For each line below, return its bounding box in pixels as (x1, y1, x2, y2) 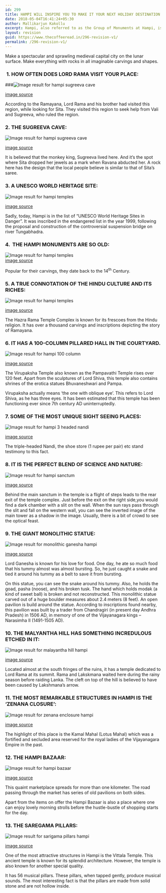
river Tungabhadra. (5, 229, 44, 235)
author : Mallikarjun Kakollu (5, 21, 65, 26)
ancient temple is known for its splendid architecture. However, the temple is (5, 858, 161, 864)
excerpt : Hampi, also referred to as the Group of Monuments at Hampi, (5, 26, 156, 31)
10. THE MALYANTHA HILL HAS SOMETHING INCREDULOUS (5, 630, 152, 636)
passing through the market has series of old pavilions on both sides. (5, 790, 146, 796)
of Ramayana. (5, 327, 34, 333)
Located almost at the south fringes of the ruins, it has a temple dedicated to (5, 666, 161, 672)
